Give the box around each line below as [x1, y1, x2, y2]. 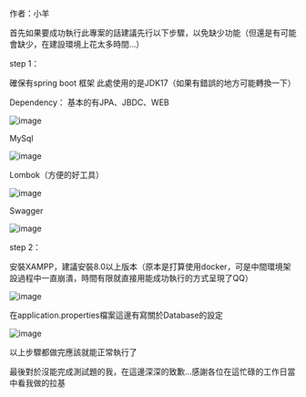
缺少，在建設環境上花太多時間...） [16, 39, 145, 49]
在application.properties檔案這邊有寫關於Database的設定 [9, 309, 223, 320]
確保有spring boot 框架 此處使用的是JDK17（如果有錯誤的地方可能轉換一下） [9, 78, 296, 89]
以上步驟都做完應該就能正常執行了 [9, 347, 138, 358]
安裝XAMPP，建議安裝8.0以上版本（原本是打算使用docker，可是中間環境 [9, 261, 284, 272]
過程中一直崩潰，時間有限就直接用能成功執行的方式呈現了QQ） [16, 273, 253, 283]
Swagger [9, 205, 44, 216]
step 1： [9, 58, 40, 68]
